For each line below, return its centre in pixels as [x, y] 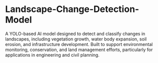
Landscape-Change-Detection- [72, 9]
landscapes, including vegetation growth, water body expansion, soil [76, 39]
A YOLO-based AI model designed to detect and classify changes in [75, 33]
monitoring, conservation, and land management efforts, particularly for [79, 49]
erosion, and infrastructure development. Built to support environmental [79, 44]
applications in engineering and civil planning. [52, 55]
